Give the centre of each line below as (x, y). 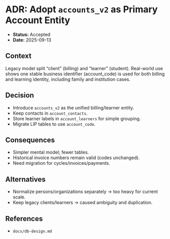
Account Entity (38, 20)
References (24, 219)
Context (18, 56)
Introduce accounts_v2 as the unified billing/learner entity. (73, 107)
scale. (19, 197)
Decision (20, 95)
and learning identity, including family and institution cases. (68, 79)
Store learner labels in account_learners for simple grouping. (77, 118)
